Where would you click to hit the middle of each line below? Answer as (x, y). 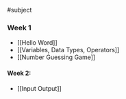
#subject (20, 10)
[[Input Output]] (39, 88)
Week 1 (20, 27)
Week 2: (19, 73)
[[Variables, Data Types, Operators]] (68, 50)
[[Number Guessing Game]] (56, 57)
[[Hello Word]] (37, 43)
